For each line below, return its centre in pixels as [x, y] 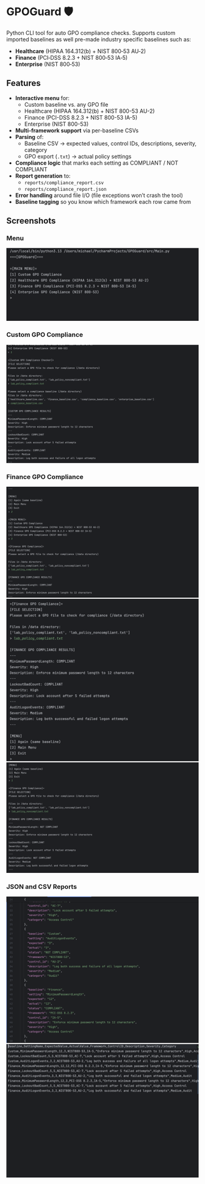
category [36, 149]
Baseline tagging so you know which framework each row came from [103, 201]
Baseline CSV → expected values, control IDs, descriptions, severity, [110, 143]
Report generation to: [43, 176]
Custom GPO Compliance [45, 335]
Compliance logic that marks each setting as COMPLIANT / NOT [97, 163]
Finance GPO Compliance [45, 476]
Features [23, 83]
